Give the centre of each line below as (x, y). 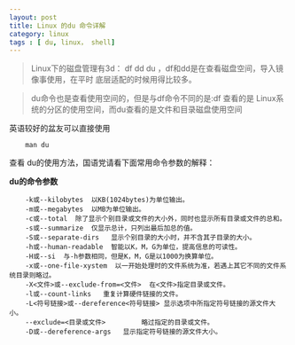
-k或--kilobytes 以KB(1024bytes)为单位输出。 (107, 200)
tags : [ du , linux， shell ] (62, 42)
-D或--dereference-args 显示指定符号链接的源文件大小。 (124, 332)
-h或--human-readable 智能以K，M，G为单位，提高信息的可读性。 (133, 247)
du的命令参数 (34, 182)
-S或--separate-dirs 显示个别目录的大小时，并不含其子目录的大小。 (141, 238)
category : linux (39, 34)
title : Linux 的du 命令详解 (58, 26)
